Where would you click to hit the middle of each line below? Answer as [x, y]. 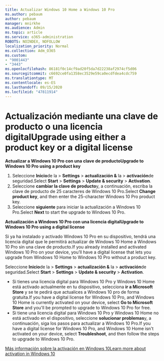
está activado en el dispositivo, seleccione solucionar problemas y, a [82, 318]
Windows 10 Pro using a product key [43, 166]
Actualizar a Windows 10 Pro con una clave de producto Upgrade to [74, 161]
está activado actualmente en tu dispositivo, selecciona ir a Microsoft [82, 287]
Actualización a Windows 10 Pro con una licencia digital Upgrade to [74, 222]
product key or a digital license [69, 147]
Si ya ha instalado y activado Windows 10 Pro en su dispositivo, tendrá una [80, 237]
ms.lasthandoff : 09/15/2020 [34, 87]
